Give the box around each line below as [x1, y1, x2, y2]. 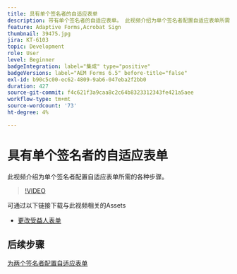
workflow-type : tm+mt [7, 96, 71, 103]
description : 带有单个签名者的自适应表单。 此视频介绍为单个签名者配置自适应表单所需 [7, 17, 231, 24]
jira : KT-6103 [7, 37, 49, 44]
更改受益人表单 [17, 216, 61, 225]
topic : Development [7, 43, 65, 50]
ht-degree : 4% [7, 109, 49, 116]
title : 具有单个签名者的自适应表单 [7, 10, 98, 18]
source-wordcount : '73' [7, 102, 78, 109]
